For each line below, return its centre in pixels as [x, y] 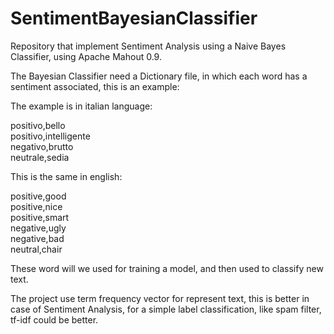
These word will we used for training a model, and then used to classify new [167, 268]
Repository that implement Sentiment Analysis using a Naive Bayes [148, 46]
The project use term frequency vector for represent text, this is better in [160, 298]
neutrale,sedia [40, 157]
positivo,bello [38, 125]
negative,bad [37, 238]
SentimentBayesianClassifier [134, 18]
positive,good [38, 196]
